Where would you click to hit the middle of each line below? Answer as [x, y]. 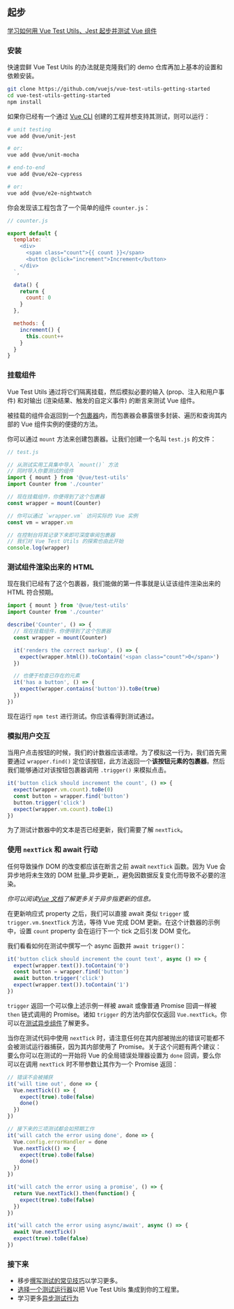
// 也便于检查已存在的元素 [47, 676]
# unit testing [29, 129]
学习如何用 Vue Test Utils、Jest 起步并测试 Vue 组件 [82, 31]
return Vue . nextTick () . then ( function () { [75, 1193]
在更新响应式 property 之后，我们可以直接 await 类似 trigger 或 [98, 913]
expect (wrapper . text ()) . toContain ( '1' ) [71, 985]
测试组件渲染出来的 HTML [50, 567]
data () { [26, 285]
